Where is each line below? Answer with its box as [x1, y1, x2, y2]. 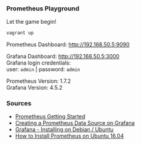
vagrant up [6, 30, 34, 36]
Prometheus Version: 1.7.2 [6, 77, 71, 85]
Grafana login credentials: [6, 59, 71, 66]
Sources [6, 99, 32, 108]
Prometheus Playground [6, 4, 80, 13]
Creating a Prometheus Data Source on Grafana [15, 119, 135, 127]
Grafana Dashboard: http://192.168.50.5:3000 [6, 53, 120, 60]
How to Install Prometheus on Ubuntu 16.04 [15, 132, 124, 140]
